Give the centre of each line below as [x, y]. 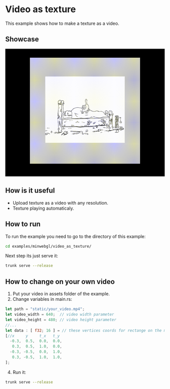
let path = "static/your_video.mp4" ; [45, 309]
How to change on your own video [60, 281]
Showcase [22, 39]
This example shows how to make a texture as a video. [62, 23]
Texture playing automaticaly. [43, 208]
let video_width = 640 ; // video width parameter [60, 315]
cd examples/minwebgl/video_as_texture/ [49, 246]
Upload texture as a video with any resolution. [60, 203]
